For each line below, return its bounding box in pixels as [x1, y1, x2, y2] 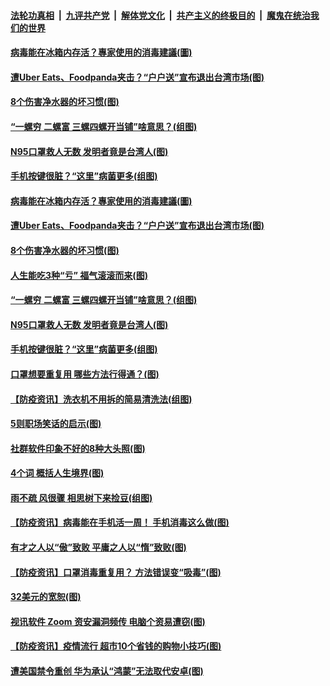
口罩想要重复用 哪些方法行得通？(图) [10, 368, 160, 380]
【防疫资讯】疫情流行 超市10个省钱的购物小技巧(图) [10, 640, 222, 652]
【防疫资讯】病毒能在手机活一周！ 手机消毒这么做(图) [10, 516, 230, 529]
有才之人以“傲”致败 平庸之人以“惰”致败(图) [10, 541, 187, 554]
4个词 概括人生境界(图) [10, 467, 105, 479]
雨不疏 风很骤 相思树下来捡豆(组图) [10, 491, 153, 504]
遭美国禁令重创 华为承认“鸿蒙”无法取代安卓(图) [10, 665, 204, 677]
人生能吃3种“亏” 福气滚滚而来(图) [10, 269, 148, 281]
